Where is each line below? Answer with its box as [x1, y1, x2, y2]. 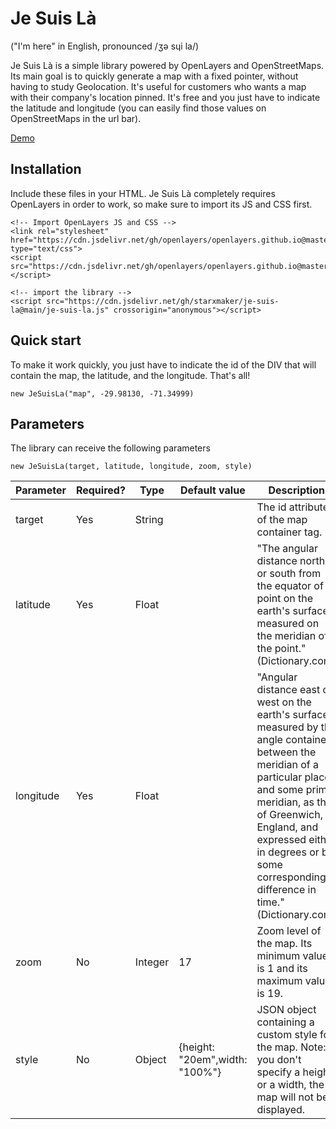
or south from [256, 567, 322, 581]
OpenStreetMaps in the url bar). [10, 112, 142, 124]
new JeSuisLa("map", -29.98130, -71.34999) [10, 388, 195, 399]
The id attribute [256, 500, 330, 514]
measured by [256, 720, 319, 734]
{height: [178, 1040, 215, 1054]
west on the [256, 695, 312, 709]
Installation [10, 161, 82, 178]
